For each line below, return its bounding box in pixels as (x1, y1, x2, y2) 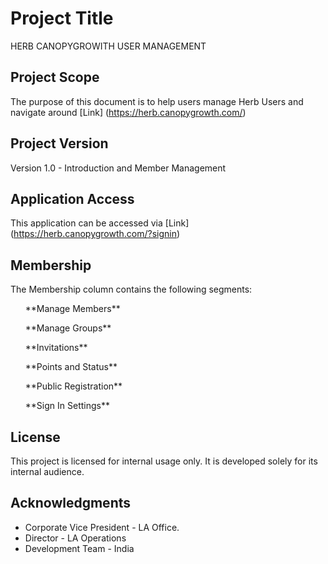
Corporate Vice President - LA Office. (24, 521, 180, 533)
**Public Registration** (24, 380, 123, 392)
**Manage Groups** (24, 322, 112, 334)
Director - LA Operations (24, 532, 127, 544)
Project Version (10, 135, 109, 152)
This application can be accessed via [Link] (10, 217, 190, 229)
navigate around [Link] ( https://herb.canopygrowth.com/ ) (10, 106, 247, 118)
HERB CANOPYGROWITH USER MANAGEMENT (10, 40, 207, 52)
